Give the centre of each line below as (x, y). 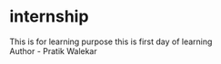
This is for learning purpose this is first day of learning (111, 41)
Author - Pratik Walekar (53, 50)
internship (49, 17)
